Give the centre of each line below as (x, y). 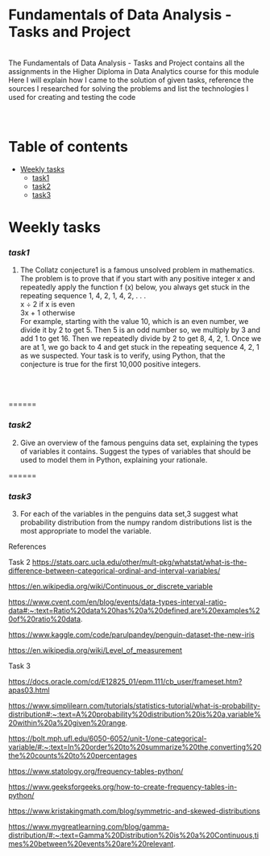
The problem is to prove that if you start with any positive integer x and (137, 279)
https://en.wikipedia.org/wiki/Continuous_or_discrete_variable (111, 586)
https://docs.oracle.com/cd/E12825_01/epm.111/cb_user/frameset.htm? (125, 681)
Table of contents (69, 147)
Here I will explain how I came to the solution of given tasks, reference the (131, 80)
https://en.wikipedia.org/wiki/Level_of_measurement (96, 650)
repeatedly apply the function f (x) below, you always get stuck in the (135, 287)
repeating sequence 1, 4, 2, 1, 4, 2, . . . (83, 296)
